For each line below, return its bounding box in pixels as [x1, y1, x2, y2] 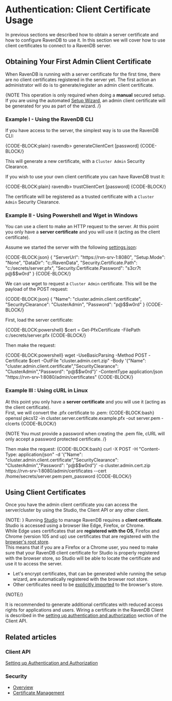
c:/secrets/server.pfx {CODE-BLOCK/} [5, 333, 86, 339]
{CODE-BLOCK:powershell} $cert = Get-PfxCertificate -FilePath [5, 327, 141, 333]
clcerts [5, 420, 20, 427]
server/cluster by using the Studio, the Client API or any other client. [5, 507, 149, 513]
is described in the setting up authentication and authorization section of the [5, 613, 167, 619]
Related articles [5, 633, 56, 641]
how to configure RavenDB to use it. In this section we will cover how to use [5, 37, 166, 43]
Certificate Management [12, 690, 65, 696]
